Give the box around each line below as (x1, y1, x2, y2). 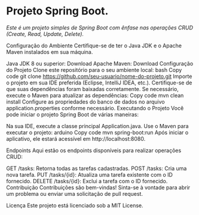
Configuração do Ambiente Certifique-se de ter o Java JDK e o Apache (6, 42, 182, 49)
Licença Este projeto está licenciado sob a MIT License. (6, 202, 143, 209)
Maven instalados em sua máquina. (6, 48, 93, 55)
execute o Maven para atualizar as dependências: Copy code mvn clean (6, 92, 184, 99)
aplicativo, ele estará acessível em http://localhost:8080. (6, 135, 146, 142)
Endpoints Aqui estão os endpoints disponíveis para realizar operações (6, 147, 182, 154)
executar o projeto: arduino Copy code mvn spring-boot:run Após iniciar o (6, 129, 189, 136)
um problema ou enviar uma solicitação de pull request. (6, 190, 143, 197)
